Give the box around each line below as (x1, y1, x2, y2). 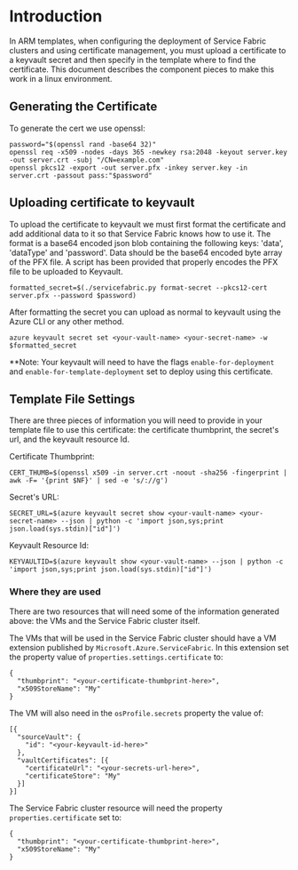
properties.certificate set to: (9, 811, 122, 823)
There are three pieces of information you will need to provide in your (9, 415, 263, 426)
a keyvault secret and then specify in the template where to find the (9, 54, 256, 65)
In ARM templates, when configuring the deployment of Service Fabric (9, 36, 267, 46)
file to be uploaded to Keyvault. (9, 266, 123, 276)
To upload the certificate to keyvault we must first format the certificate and (9, 219, 286, 229)
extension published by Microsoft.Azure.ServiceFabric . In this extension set (9, 642, 289, 652)
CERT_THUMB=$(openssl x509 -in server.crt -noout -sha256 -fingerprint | (9, 468, 288, 477)
